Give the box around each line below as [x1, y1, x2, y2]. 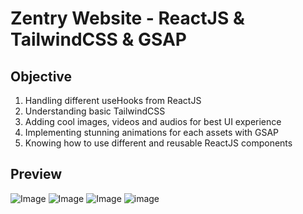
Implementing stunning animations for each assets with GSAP [24, 127, 279, 138]
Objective [10, 68, 73, 85]
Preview [10, 166, 63, 183]
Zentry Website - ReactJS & [10, 7, 245, 30]
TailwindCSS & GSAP [10, 28, 187, 51]
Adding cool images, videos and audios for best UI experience [24, 116, 282, 127]
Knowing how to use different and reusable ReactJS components [24, 137, 293, 149]
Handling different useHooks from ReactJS [24, 95, 202, 106]
